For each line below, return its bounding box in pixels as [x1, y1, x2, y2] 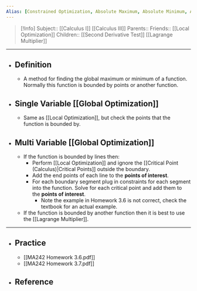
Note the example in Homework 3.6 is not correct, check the [40, 197, 186, 204]
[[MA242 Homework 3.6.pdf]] [23, 253, 96, 260]
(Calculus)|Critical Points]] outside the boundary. [32, 166, 151, 173]
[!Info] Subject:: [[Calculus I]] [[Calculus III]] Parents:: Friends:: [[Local [20, 25, 189, 32]
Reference [14, 277, 54, 287]
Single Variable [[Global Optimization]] [14, 98, 159, 109]
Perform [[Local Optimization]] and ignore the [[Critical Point [32, 159, 179, 166]
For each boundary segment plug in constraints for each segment [32, 178, 191, 185]
